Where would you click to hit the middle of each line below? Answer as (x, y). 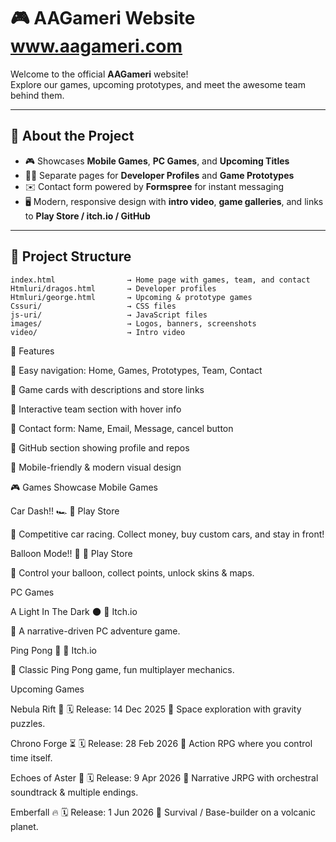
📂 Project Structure (71, 256)
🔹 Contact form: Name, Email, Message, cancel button (122, 428)
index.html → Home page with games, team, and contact (160, 280)
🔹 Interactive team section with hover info (96, 409)
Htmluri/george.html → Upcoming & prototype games (131, 297)
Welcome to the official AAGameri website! (99, 74)
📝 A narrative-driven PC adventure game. (95, 631)
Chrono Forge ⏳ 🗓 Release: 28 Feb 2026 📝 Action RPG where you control (161, 743)
